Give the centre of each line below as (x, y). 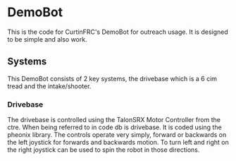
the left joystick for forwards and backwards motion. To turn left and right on (118, 143)
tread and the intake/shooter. (49, 86)
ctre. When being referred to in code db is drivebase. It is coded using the (114, 127)
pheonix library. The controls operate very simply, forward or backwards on (117, 135)
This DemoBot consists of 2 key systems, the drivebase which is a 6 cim (112, 78)
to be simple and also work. (47, 39)
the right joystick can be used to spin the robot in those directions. (104, 150)
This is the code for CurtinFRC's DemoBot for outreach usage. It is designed (118, 32)
